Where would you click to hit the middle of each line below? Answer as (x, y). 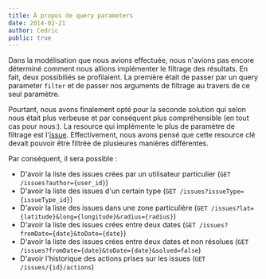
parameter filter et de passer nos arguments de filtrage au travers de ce (129, 86)
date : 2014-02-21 (37, 23)
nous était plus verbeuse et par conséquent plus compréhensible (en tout (129, 118)
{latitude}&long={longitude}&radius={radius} (96, 217)
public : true (30, 38)
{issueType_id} (45, 200)
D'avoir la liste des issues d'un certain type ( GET (98, 191)
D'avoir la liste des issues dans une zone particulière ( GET (114, 208)
